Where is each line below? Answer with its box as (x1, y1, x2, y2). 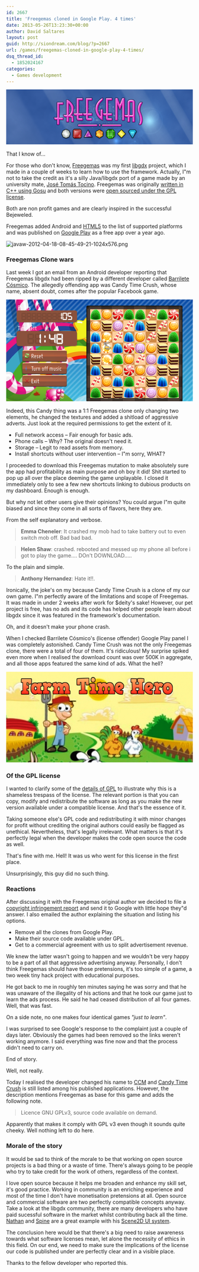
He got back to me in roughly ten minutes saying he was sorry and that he (6, 983, 187, 991)
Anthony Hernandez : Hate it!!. (20, 575, 95, 582)
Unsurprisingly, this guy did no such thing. (6, 870, 110, 877)
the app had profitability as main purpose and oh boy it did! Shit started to (6, 468, 187, 475)
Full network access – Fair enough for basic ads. (14, 431, 133, 438)
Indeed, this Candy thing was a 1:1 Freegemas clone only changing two (6, 407, 179, 414)
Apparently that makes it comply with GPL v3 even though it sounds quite (6, 1121, 185, 1128)
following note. (6, 1097, 43, 1105)
